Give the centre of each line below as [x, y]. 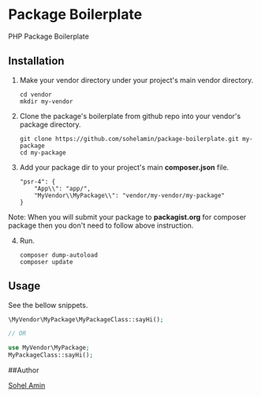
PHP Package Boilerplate [48, 36]
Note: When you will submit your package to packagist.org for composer [127, 217]
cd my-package [43, 152]
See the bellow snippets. [48, 305]
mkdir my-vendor [46, 101]
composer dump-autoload [59, 255]
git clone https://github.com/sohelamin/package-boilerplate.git [129, 139]
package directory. [50, 124]
